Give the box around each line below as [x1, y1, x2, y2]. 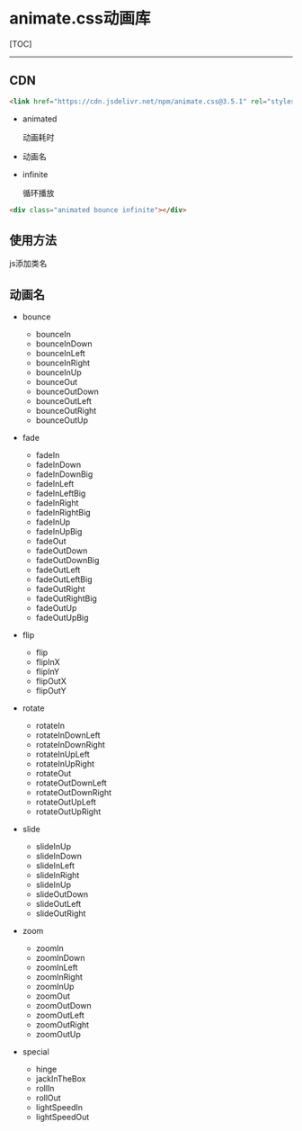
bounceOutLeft [35, 396, 93, 407]
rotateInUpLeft [35, 749, 90, 760]
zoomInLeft [35, 962, 78, 973]
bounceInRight [35, 357, 91, 369]
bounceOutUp [35, 415, 88, 426]
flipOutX [35, 676, 67, 687]
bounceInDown [35, 338, 93, 349]
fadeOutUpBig [35, 613, 89, 624]
